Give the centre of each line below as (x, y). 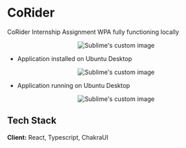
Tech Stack (32, 121)
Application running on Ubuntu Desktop (73, 85)
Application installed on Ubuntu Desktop (75, 58)
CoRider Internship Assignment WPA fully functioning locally (93, 32)
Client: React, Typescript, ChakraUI (58, 137)
